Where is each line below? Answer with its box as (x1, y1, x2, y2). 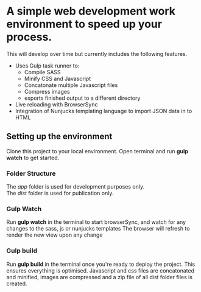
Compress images (24, 88, 70, 95)
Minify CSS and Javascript (24, 75, 91, 82)
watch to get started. (6, 154, 60, 161)
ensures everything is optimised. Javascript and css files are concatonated (6, 266, 195, 274)
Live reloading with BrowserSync (15, 100, 98, 108)
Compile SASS (24, 68, 61, 75)
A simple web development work (6, 4, 175, 18)
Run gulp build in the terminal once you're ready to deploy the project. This (6, 260, 196, 268)
